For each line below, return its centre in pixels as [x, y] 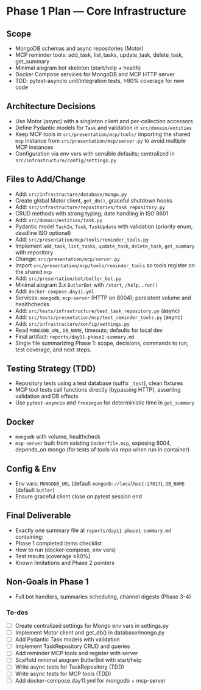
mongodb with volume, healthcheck [58, 437]
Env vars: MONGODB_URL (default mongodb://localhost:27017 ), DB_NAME [100, 484]
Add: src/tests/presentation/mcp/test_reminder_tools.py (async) [99, 317]
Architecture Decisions [51, 106]
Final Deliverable [39, 516]
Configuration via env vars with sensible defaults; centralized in [95, 153]
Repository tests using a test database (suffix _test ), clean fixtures [99, 383]
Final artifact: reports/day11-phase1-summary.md [75, 336]
